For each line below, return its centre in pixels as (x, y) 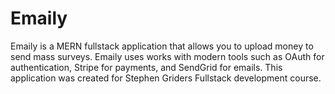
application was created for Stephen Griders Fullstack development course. (166, 78)
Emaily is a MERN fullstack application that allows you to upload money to (162, 46)
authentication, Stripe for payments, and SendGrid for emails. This (146, 67)
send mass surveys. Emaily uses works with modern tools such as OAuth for (167, 56)
